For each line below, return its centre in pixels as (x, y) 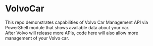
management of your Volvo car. (37, 38)
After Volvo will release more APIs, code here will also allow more (72, 33)
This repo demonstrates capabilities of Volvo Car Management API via (77, 22)
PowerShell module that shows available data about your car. (67, 27)
